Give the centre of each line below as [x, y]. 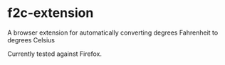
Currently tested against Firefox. [54, 54]
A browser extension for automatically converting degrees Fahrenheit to [113, 32]
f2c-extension [51, 13]
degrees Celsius [31, 40]
